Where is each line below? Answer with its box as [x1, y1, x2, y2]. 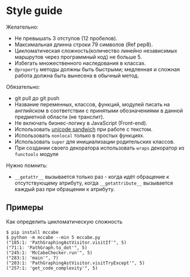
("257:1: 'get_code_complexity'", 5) [6, 265, 98, 271]
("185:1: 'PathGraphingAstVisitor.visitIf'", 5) [6, 240, 127, 245]
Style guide [6, 4, 63, 18]
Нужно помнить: [6, 162, 48, 169]
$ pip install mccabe [6, 229, 59, 235]
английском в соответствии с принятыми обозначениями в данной [14, 107, 183, 114]
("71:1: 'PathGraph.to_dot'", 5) [6, 244, 88, 251]
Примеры [6, 203, 44, 213]
